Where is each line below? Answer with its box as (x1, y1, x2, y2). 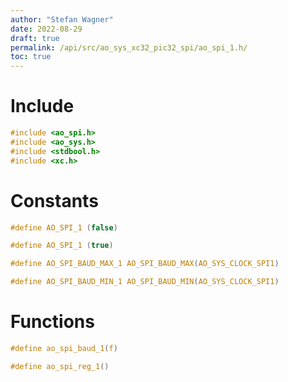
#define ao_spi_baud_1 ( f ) (10, 343, 118, 353)
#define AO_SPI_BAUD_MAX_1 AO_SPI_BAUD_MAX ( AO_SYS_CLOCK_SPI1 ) (10, 259, 280, 269)
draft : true (10, 33, 60, 43)
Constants (10, 189, 99, 212)
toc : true (10, 52, 52, 62)
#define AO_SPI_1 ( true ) (10, 241, 114, 251)
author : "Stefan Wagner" (10, 14, 114, 25)
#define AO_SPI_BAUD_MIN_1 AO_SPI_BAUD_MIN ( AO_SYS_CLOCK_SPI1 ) (10, 277, 280, 287)
